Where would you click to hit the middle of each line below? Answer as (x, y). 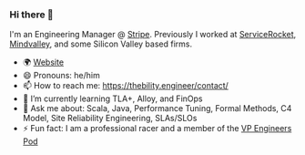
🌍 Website (43, 62)
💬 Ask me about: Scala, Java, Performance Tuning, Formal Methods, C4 (157, 108)
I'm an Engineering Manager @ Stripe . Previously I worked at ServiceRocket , (153, 35)
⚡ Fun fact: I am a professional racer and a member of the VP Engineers (157, 129)
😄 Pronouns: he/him (61, 76)
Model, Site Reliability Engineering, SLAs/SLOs (110, 119)
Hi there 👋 (32, 15)
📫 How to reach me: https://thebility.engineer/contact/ (126, 86)
